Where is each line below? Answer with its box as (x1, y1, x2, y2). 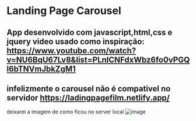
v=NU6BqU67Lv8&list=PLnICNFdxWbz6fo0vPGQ (6, 54, 190, 65)
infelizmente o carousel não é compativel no (6, 84, 171, 94)
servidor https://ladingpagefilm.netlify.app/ (6, 92, 170, 103)
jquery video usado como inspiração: (6, 36, 145, 46)
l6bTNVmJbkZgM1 (6, 64, 76, 74)
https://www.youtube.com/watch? (6, 46, 136, 56)
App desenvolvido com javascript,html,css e (6, 27, 173, 37)
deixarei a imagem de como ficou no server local (6, 108, 124, 115)
